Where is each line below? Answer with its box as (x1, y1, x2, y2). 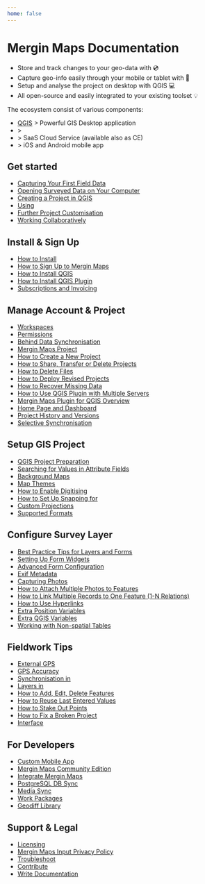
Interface (17, 719, 44, 727)
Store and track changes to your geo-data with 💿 (17, 63, 159, 72)
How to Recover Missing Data (17, 382, 103, 390)
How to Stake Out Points (17, 704, 88, 712)
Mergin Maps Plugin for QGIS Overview (17, 397, 130, 405)
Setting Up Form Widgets (17, 555, 90, 563)
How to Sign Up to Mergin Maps (17, 262, 109, 271)
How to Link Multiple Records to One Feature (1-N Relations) (17, 592, 190, 600)
